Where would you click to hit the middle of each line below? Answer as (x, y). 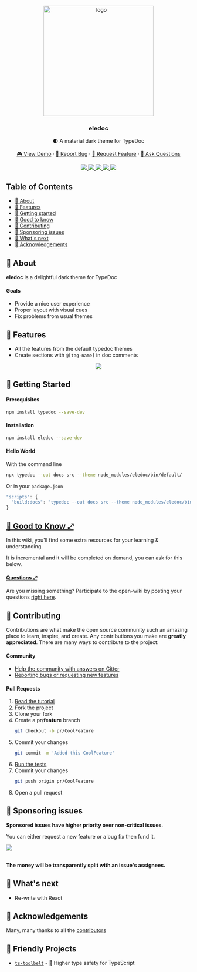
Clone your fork (33, 714)
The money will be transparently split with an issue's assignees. (86, 865)
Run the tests (30, 765)
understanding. (24, 546)
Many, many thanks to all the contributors (56, 930)
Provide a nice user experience (52, 304)
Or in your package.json (35, 486)
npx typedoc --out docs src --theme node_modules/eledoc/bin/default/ (94, 475)
